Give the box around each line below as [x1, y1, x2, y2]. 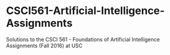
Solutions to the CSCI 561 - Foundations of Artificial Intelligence [6, 36, 160, 43]
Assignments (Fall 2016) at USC [6, 42, 83, 49]
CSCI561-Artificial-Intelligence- [6, 4, 165, 18]
